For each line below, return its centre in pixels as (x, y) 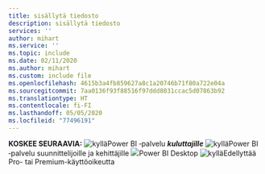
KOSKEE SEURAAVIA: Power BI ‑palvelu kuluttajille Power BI (133, 143)
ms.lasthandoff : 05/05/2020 (56, 114)
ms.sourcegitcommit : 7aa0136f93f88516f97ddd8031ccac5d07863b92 (117, 91)
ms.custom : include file (50, 76)
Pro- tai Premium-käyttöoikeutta (62, 161)
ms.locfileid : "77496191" (52, 121)
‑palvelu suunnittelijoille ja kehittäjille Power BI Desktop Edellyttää (132, 153)
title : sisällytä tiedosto (54, 16)
